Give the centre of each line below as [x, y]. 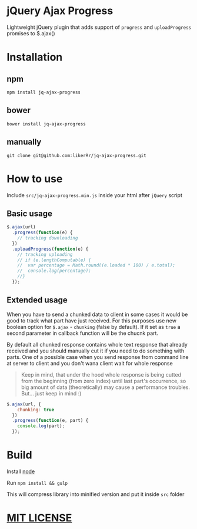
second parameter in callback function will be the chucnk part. [82, 333]
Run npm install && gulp [37, 483]
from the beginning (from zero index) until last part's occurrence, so [103, 381]
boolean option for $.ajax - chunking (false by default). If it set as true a [94, 327]
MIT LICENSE [39, 518]
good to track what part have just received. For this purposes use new [92, 320]
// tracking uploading [45, 254]
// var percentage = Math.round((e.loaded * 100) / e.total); [96, 265]
